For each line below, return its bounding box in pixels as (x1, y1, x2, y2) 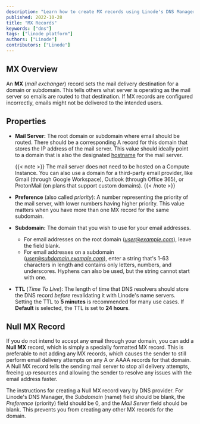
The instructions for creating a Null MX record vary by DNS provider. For (6, 387, 183, 394)
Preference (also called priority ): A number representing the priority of (14, 193, 189, 201)
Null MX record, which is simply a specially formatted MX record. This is (6, 344, 184, 351)
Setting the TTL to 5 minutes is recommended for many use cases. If (14, 298, 185, 305)
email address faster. (6, 376, 58, 383)
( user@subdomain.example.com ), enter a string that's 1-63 (23, 254, 169, 262)
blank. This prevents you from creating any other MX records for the (6, 406, 174, 413)
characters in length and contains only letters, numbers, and (23, 261, 171, 268)
